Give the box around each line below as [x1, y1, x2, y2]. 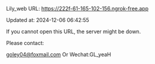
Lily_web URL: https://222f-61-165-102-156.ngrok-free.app [6, 5, 149, 12]
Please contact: [6, 40, 44, 46]
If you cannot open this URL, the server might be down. [6, 28, 141, 35]
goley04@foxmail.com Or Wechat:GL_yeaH [6, 51, 111, 58]
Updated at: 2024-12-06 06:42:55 [6, 17, 90, 23]
